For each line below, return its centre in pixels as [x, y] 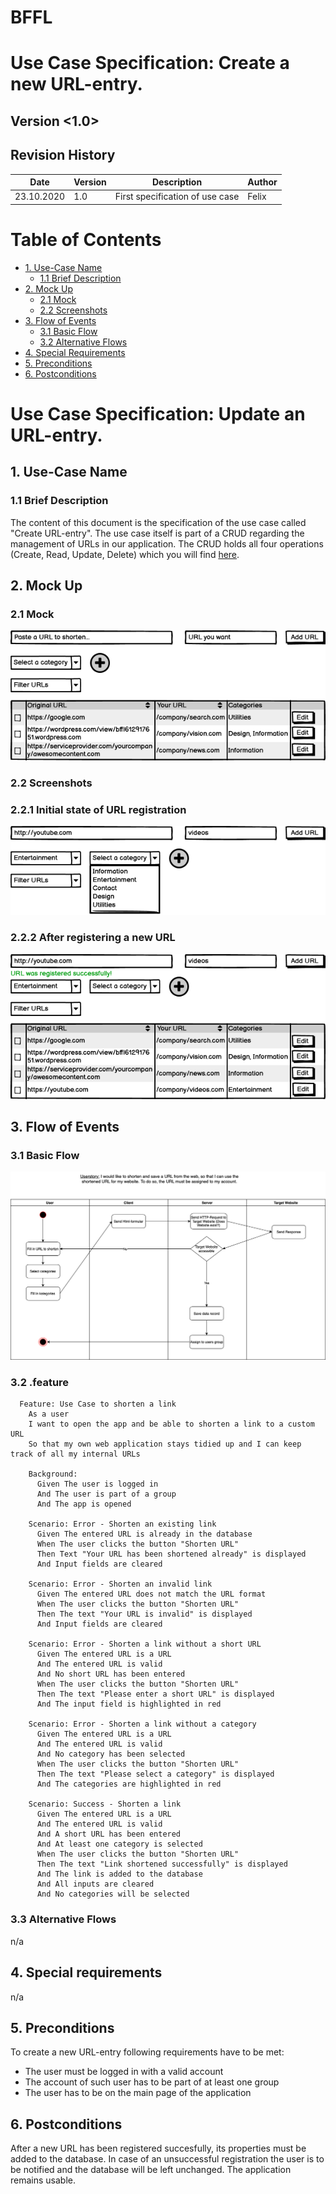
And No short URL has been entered [111, 1674]
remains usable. [43, 2180]
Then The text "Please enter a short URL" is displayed [155, 1694]
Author [262, 182]
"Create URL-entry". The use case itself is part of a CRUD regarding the [157, 533]
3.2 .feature [40, 1383]
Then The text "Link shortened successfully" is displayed [162, 1864]
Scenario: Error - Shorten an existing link [122, 1524]
